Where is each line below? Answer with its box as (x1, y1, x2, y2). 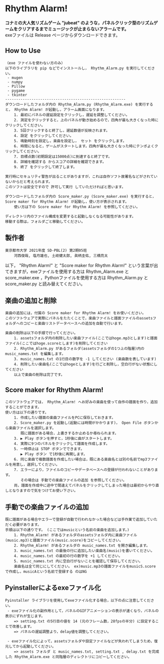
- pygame (7, 88, 25, 93)
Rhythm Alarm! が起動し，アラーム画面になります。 (14, 107, 107, 112)
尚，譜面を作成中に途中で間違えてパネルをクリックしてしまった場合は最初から (14, 483, 148, 488)
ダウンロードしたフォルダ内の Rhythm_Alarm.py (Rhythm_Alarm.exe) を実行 (5, 102, 146, 107)
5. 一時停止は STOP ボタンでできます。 (14, 447, 85, 452)
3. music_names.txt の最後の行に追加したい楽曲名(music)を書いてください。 (14, 548, 155, 553)
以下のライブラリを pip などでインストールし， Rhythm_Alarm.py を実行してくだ (5, 66, 152, 71)
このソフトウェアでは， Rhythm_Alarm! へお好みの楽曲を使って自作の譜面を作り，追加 (5, 399, 158, 405)
